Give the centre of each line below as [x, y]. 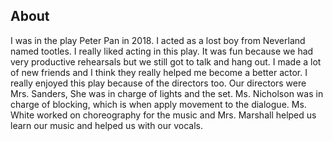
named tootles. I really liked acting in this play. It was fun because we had [162, 51]
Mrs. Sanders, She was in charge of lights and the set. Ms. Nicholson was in [167, 93]
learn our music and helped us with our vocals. [107, 125]
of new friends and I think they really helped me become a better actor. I [159, 72]
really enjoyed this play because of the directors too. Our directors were [158, 83]
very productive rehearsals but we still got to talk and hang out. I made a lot [166, 61]
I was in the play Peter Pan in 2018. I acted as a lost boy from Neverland [158, 40]
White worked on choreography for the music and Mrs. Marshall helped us [163, 115]
